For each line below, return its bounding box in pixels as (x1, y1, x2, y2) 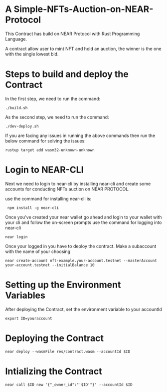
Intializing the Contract (5, 365, 102, 377)
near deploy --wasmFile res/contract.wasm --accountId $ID (5, 349, 131, 354)
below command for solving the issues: (5, 137, 86, 143)
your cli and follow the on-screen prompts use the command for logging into (5, 219, 162, 225)
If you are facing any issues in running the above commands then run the (5, 132, 156, 138)
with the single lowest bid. (5, 51, 59, 57)
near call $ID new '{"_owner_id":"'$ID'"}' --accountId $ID (5, 382, 133, 387)
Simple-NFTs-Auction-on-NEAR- (13, 3, 154, 15)
